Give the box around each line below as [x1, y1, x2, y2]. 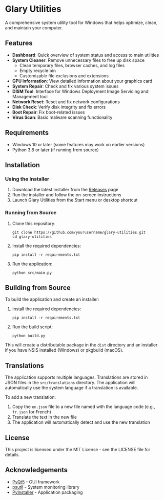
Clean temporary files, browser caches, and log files [19, 62, 125, 68]
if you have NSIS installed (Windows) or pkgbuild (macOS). [5, 347, 123, 353]
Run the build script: [12, 324, 53, 330]
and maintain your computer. [5, 24, 63, 30]
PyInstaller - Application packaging [12, 489, 83, 495]
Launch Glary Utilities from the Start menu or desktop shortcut [12, 197, 138, 203]
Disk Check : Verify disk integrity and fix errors [12, 104, 106, 110]
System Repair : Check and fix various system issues [12, 83, 119, 89]
